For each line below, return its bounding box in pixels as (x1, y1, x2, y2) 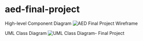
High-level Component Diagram (5, 20, 72, 26)
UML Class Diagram (5, 30, 47, 36)
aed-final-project (5, 4, 80, 15)
